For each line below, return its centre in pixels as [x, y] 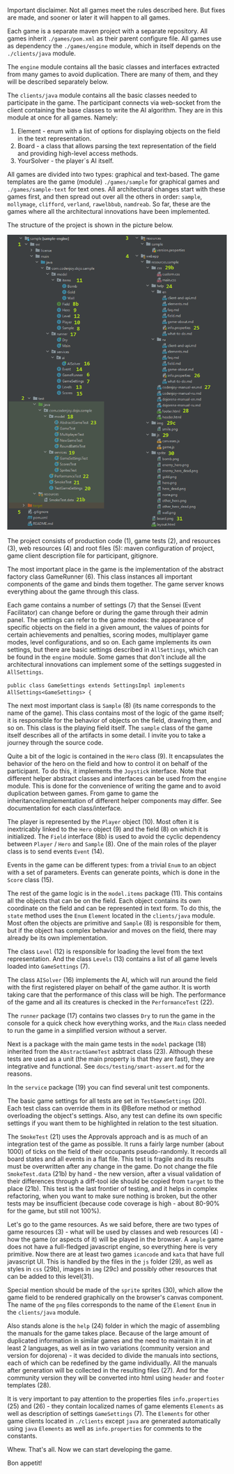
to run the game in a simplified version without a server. [87, 1030]
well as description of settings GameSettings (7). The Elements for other [109, 1413]
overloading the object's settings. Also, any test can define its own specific [115, 1115]
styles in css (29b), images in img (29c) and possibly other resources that [112, 1269]
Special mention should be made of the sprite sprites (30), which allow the [115, 1289]
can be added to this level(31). [50, 1276]
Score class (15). [30, 879]
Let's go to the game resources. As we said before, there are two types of [113, 1224]
